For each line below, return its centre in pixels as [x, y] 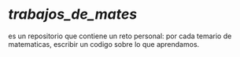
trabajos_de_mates [73, 14]
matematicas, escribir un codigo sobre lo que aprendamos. [104, 44]
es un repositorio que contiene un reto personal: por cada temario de [120, 36]
